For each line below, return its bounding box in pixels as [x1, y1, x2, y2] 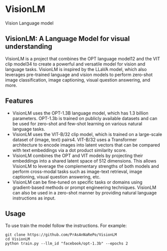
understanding [5, 42, 52, 51]
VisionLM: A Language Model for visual [5, 34, 130, 43]
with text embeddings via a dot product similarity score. [12, 147, 127, 153]
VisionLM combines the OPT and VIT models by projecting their [12, 152, 144, 158]
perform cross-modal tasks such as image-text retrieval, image [12, 168, 143, 174]
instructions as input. [12, 195, 56, 201]
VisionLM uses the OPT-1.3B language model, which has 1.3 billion [12, 110, 149, 116]
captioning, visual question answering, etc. [12, 173, 101, 179]
